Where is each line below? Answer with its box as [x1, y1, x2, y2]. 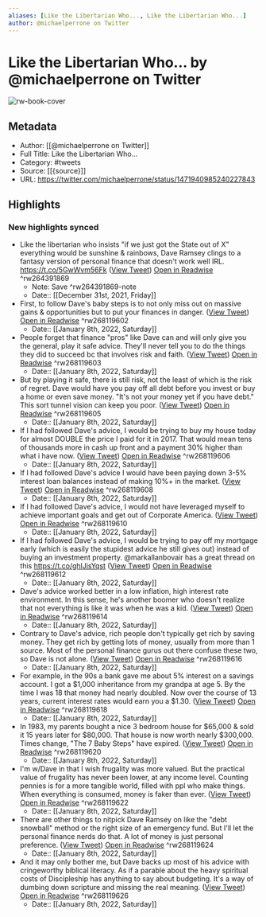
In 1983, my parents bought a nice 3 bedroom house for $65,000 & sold [19, 721, 254, 731]
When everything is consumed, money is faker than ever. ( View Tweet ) [19, 789, 252, 798]
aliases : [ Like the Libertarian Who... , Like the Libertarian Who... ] [8, 11, 247, 20]
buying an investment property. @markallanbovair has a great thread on [19, 552, 256, 562]
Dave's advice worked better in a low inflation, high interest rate [19, 586, 229, 595]
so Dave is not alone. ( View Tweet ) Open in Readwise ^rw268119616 [19, 654, 243, 663]
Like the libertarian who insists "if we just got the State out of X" [19, 240, 229, 249]
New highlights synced [8, 221, 99, 232]
